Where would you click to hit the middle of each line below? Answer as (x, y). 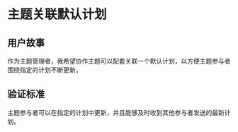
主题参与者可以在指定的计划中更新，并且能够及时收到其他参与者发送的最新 (116, 112)
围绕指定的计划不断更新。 (45, 70)
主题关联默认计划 (57, 14)
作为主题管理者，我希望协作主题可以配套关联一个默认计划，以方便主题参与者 (119, 61)
